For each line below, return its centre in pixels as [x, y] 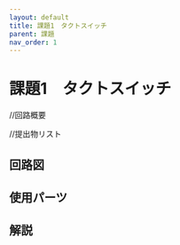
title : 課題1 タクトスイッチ [59, 26]
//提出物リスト [35, 134]
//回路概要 [28, 115]
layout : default [39, 17]
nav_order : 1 [33, 42]
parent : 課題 [32, 34]
